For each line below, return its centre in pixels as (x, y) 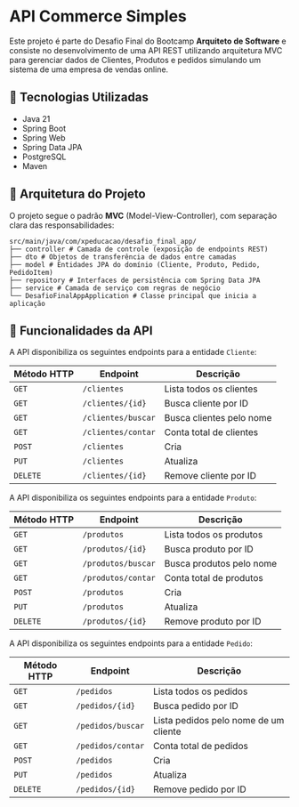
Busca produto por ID (209, 549)
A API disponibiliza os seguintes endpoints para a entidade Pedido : (131, 643)
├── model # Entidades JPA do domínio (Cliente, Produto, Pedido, (135, 264)
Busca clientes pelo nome (218, 418)
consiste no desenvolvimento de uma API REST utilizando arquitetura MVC (146, 50)
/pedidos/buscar (110, 726)
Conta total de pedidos (201, 746)
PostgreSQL (44, 157)
